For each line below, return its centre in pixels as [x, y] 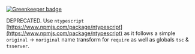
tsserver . [18, 46]
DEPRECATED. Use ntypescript [45, 20]
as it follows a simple [150, 33]
